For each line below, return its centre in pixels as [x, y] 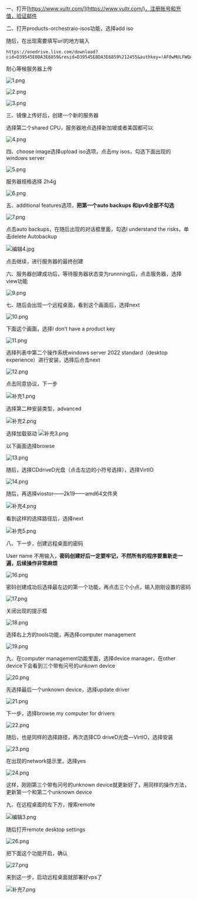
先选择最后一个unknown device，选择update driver [68, 689]
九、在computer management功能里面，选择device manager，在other [91, 658]
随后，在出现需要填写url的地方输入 [48, 41]
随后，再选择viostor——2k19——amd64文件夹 [62, 493]
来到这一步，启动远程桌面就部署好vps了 [54, 877]
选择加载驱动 [21, 433]
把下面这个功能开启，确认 [37, 853]
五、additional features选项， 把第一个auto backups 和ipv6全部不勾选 [90, 205]
